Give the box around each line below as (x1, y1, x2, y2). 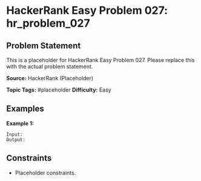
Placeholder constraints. (15, 169, 76, 176)
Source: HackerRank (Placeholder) (6, 75, 94, 81)
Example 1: (6, 119, 35, 127)
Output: (6, 136, 26, 142)
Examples (6, 104, 44, 114)
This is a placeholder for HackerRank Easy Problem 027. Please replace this (6, 57, 195, 63)
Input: (6, 131, 23, 138)
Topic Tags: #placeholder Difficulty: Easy (6, 86, 111, 94)
